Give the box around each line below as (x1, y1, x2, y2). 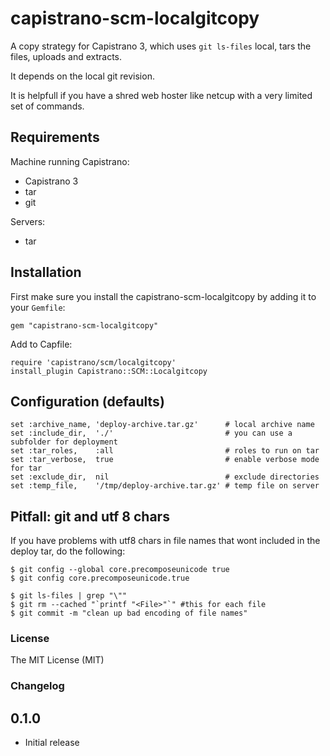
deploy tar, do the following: (10, 545, 126, 557)
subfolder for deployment (10, 437, 118, 447)
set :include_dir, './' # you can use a (10, 428, 293, 439)
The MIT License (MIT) (10, 654, 105, 666)
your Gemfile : (10, 301, 66, 313)
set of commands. (10, 100, 85, 112)
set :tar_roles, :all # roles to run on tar (10, 446, 320, 456)
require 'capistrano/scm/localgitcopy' (10, 357, 177, 367)
